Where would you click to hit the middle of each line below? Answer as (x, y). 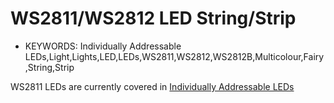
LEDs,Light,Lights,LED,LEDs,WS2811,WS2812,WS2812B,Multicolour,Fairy (174, 56)
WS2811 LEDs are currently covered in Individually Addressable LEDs (152, 86)
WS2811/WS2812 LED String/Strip (153, 18)
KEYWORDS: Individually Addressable (103, 46)
